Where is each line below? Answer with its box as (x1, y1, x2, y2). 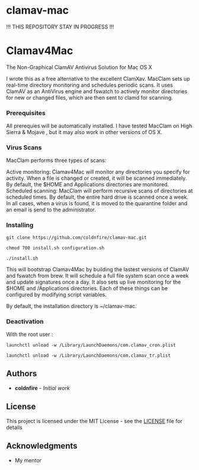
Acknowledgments (6, 441, 78, 451)
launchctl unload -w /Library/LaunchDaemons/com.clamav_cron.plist (6, 342, 176, 348)
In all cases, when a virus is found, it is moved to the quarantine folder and (6, 200, 188, 207)
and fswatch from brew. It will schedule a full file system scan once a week (6, 272, 189, 279)
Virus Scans (6, 144, 42, 152)
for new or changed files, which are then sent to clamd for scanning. (6, 94, 173, 101)
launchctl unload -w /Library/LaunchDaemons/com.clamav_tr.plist (6, 352, 171, 359)
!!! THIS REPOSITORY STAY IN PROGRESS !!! (6, 23, 114, 30)
